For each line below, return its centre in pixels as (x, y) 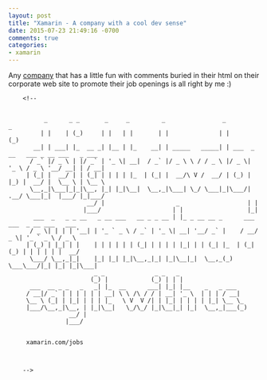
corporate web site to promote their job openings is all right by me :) (120, 84)
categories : (28, 45)
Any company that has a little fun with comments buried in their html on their (134, 75)
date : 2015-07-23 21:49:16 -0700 (64, 30)
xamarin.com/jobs (55, 343)
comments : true (33, 38)
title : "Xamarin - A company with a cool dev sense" (98, 23)
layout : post (30, 16)
